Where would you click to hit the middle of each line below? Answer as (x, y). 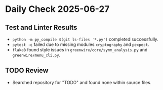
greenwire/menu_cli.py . (36, 55)
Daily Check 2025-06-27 (57, 9)
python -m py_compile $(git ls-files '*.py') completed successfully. (85, 39)
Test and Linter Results (41, 27)
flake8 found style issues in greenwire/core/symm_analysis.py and (80, 50)
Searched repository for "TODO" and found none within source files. (82, 82)
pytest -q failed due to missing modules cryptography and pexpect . (81, 45)
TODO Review (27, 70)
